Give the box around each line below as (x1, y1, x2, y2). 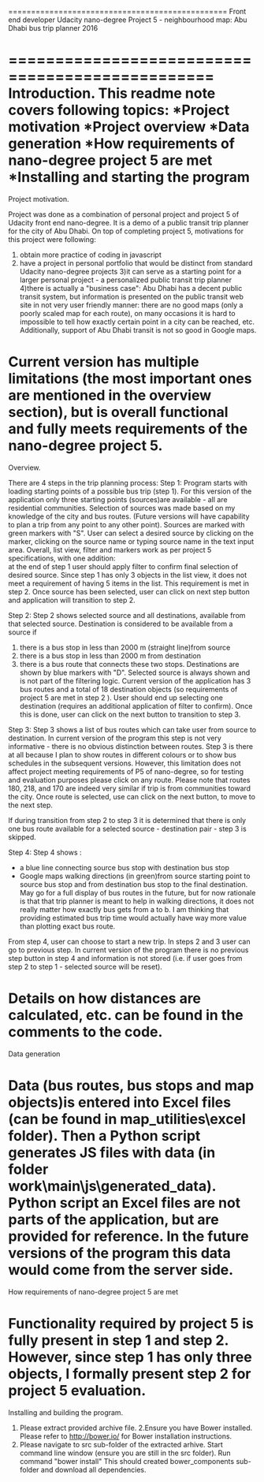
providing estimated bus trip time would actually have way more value (19, 913, 247, 922)
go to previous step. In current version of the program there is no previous (8, 945, 249, 955)
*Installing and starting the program (8, 169, 250, 186)
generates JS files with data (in (8, 1144, 216, 1161)
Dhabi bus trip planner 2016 (8, 24, 99, 32)
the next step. (8, 800, 54, 810)
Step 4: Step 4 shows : (8, 847, 82, 857)
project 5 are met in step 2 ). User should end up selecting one (19, 693, 223, 702)
